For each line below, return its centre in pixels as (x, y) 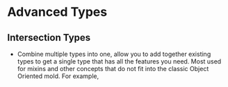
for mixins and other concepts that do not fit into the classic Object (113, 69)
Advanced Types (57, 12)
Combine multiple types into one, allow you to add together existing (114, 54)
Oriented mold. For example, (58, 76)
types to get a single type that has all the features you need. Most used (119, 61)
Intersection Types (49, 38)
